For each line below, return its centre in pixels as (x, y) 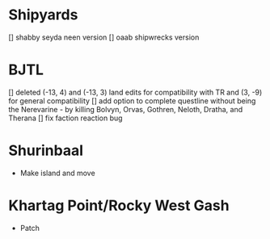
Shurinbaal (46, 151)
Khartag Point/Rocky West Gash (119, 205)
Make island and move (57, 173)
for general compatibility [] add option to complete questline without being (132, 101)
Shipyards (43, 15)
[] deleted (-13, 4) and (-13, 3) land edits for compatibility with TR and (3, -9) (135, 92)
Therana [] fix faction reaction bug (65, 118)
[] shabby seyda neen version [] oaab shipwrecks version (104, 37)
